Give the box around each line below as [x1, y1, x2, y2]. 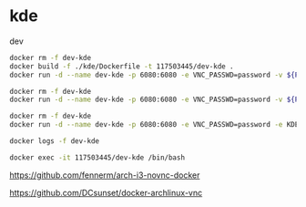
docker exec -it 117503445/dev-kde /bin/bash [9, 152, 185, 162]
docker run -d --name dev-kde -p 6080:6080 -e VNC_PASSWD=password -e [9, 120, 283, 129]
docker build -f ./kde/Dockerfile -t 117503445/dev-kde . [9, 61, 234, 71]
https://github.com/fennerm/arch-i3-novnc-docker [9, 170, 200, 181]
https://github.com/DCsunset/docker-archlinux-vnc [9, 187, 203, 198]
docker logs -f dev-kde [9, 137, 100, 146]
